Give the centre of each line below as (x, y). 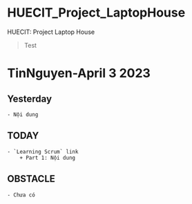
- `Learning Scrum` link (43, 151)
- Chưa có (21, 195)
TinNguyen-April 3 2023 (79, 73)
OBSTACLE (31, 179)
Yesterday (30, 99)
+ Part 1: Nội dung (48, 158)
